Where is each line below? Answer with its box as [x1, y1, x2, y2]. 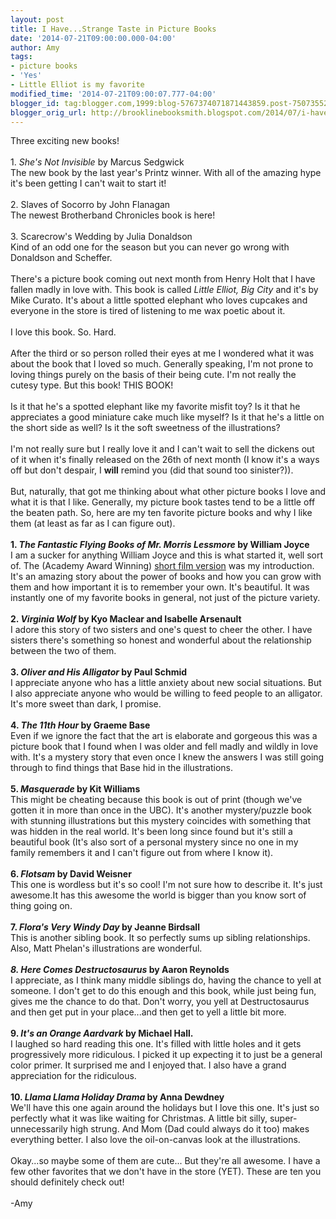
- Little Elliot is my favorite [10, 80, 145, 90]
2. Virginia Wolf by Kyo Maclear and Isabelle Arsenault [10, 613, 242, 625]
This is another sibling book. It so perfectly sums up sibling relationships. [10, 932, 311, 944]
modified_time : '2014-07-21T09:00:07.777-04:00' [10, 89, 217, 99]
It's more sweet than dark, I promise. [10, 698, 162, 710]
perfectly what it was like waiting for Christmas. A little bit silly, [10, 1112, 268, 1125]
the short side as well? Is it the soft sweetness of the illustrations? [10, 422, 281, 434]
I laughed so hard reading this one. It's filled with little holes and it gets [10, 1038, 302, 1050]
